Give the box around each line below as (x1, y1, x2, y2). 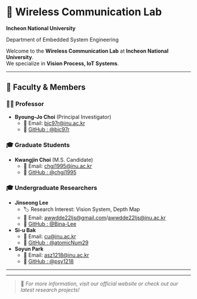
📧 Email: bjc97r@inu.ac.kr (23, 120, 86, 127)
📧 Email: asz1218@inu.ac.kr (23, 252, 89, 259)
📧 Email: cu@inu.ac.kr (23, 233, 76, 240)
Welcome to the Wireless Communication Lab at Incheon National (6, 47, 169, 55)
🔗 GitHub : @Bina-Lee (23, 220, 77, 227)
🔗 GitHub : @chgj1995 (23, 168, 77, 175)
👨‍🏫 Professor (6, 100, 45, 108)
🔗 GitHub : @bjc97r (23, 125, 70, 132)
